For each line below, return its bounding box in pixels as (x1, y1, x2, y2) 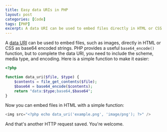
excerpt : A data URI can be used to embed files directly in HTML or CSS (5, 26, 162, 31)
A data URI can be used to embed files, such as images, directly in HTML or (5, 40, 161, 46)
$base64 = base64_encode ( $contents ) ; (14, 84, 93, 89)
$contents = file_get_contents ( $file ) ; (14, 79, 97, 84)
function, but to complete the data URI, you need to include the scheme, (5, 51, 154, 57)
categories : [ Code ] (5, 17, 46, 22)
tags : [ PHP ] (5, 21, 30, 27)
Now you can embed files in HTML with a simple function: (5, 102, 124, 108)
